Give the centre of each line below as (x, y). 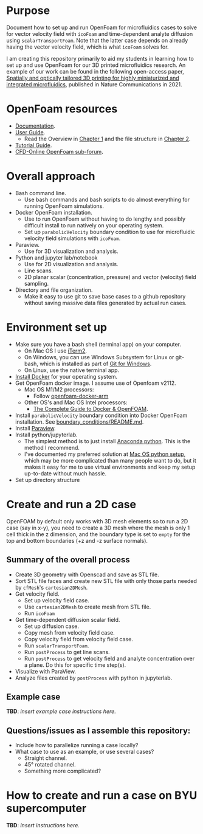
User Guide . (30, 132)
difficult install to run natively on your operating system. (94, 225)
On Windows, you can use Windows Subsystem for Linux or (99, 357)
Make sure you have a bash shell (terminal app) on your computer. (98, 344)
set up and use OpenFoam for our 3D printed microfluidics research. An (96, 65)
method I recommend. (52, 447)
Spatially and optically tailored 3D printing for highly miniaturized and (93, 78)
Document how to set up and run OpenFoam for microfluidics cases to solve (102, 27)
